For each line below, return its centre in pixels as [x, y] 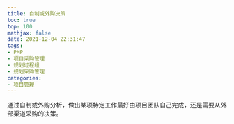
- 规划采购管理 [26, 71]
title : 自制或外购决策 [37, 14]
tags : [15, 46]
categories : [24, 78]
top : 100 [20, 26]
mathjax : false [29, 33]
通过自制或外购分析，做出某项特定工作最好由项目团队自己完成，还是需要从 [114, 105]
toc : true [22, 20]
